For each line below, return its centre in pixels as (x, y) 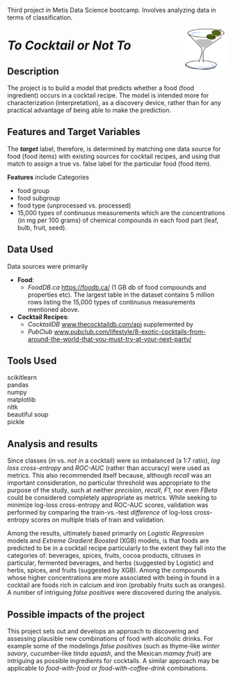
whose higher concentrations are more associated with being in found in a (114, 578)
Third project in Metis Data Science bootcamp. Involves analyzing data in (112, 10)
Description (33, 71)
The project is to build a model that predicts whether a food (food (101, 88)
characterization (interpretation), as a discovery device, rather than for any (114, 103)
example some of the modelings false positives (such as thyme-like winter (114, 646)
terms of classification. (40, 17)
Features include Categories (48, 177)
